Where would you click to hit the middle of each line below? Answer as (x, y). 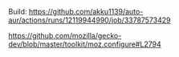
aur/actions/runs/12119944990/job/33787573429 (89, 20)
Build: (18, 12)
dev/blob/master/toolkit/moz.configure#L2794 (85, 44)
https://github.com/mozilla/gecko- (65, 36)
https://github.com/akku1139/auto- (86, 12)
